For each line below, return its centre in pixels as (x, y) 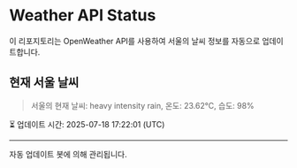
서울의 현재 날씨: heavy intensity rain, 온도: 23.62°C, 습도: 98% (142, 105)
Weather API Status (83, 15)
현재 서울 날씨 (44, 83)
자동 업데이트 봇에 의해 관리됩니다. (68, 154)
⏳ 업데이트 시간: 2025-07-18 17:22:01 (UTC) (87, 124)
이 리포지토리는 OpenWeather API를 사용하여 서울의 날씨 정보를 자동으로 (135, 41)
